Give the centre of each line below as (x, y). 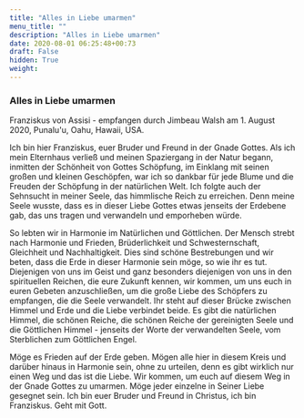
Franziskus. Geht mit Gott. (58, 405)
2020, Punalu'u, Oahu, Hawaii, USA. (77, 130)
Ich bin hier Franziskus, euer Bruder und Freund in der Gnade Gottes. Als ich (152, 148)
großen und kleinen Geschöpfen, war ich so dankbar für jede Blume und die (152, 177)
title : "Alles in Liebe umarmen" (73, 18)
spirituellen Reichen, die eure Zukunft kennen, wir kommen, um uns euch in (151, 281)
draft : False (34, 52)
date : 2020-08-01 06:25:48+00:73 (73, 43)
